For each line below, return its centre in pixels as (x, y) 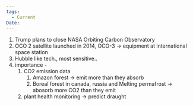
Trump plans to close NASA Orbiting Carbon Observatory (85, 40)
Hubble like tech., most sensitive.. (56, 59)
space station (31, 52)
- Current (23, 17)
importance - (31, 65)
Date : (13, 23)
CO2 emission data (47, 71)
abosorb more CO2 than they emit (74, 91)
